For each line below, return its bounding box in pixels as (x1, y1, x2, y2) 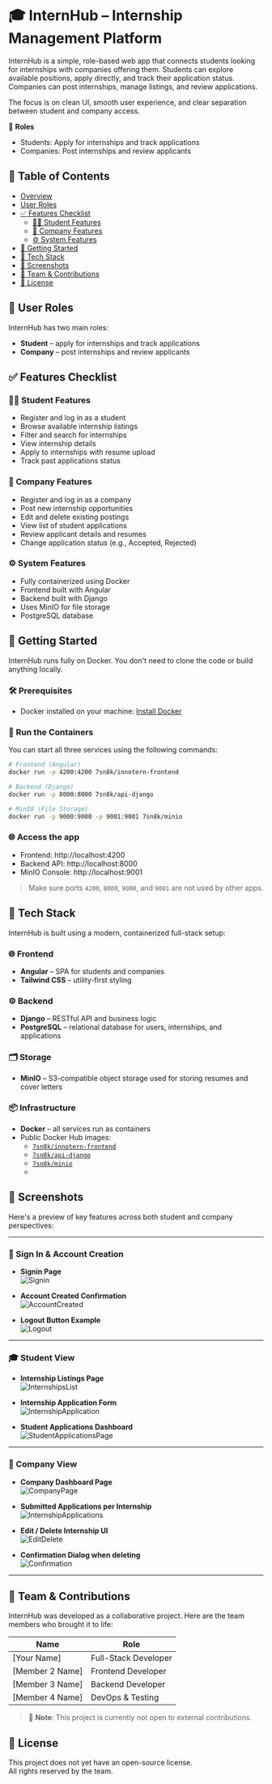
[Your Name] (12, 1653, 62, 1664)
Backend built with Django (19, 593, 108, 603)
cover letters (19, 1082, 63, 1092)
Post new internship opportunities (19, 503, 134, 513)
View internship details (19, 439, 97, 449)
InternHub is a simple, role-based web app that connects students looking (8, 56, 256, 66)
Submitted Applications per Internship (19, 1501, 152, 1511)
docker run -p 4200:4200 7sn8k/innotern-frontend (8, 769, 180, 777)
